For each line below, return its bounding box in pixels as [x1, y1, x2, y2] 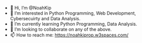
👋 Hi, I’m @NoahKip [10, 5, 52, 11]
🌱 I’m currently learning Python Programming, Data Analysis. [10, 21, 137, 27]
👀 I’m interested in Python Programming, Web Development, [10, 10, 136, 16]
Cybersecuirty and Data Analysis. [10, 16, 80, 21]
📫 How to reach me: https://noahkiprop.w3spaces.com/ [10, 32, 129, 38]
